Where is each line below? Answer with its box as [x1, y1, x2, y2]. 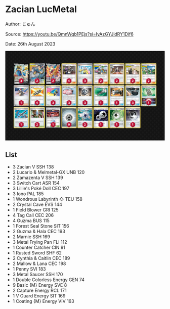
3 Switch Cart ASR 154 [12, 180, 60, 186]
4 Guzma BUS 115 [12, 217, 50, 224]
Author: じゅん [5, 21, 35, 27]
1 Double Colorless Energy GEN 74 [12, 277, 85, 283]
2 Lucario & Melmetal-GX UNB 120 [12, 169, 85, 175]
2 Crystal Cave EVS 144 [12, 201, 62, 208]
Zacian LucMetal [5, 4, 77, 15]
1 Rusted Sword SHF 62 [12, 250, 62, 256]
